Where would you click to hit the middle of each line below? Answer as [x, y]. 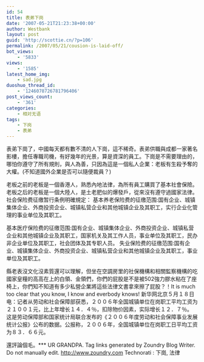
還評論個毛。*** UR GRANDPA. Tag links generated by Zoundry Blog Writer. [101, 345]
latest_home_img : [28, 74]
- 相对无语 [29, 114]
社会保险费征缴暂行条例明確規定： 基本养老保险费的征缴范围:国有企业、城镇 [101, 200]
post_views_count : [29, 97]
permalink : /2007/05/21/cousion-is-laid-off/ [65, 46]
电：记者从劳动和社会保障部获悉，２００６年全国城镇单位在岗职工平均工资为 [102, 301]
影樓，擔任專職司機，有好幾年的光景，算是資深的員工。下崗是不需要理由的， [102, 156]
